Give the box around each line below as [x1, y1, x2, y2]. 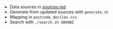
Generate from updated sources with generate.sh [9, 9, 109, 15]
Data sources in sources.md [9, 4, 66, 10]
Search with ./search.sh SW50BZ [9, 19, 74, 25]
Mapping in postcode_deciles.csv [9, 14, 77, 19]
